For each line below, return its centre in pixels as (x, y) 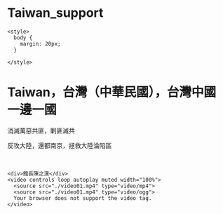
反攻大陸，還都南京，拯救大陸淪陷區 (60, 145)
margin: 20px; (40, 44)
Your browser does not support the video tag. (83, 198)
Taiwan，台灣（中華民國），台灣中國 (111, 92)
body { (23, 38)
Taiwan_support (55, 13)
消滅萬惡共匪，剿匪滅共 (41, 131)
